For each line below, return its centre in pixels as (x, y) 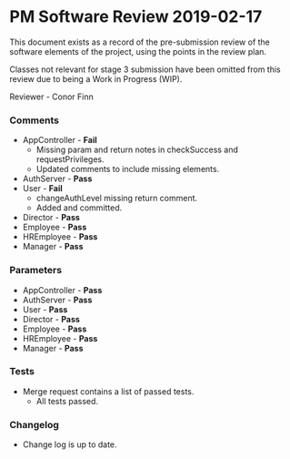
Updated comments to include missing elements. (128, 169)
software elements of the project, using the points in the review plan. (138, 51)
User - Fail (43, 189)
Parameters (35, 270)
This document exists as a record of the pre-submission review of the (140, 42)
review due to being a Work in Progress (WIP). (96, 78)
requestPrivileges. (70, 159)
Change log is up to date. (70, 444)
